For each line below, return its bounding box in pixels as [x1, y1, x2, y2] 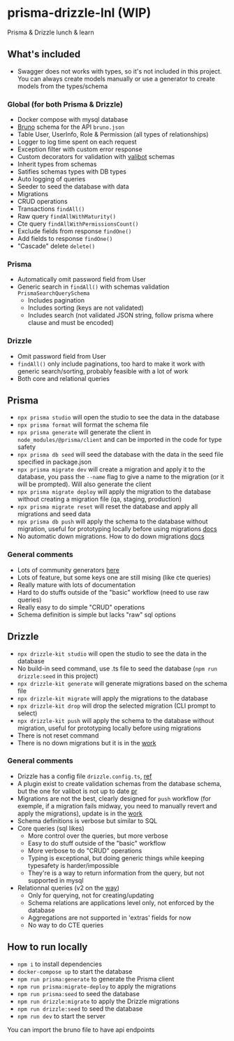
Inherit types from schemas [17, 160, 97, 169]
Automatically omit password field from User [17, 275, 147, 284]
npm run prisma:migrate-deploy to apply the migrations [17, 982, 177, 991]
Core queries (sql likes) [17, 824, 85, 832]
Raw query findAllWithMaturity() [17, 212, 117, 221]
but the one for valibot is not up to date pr [17, 787, 138, 795]
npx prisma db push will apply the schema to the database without [17, 517, 208, 526]
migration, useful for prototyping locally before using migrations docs [17, 525, 218, 533]
